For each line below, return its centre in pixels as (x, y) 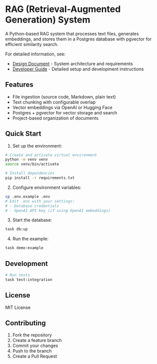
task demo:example (24, 248)
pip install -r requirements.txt (40, 178)
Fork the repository (32, 335)
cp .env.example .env (28, 196)
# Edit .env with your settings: (40, 201)
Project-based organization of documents (55, 118)
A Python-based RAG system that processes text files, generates (72, 33)
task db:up (16, 229)
